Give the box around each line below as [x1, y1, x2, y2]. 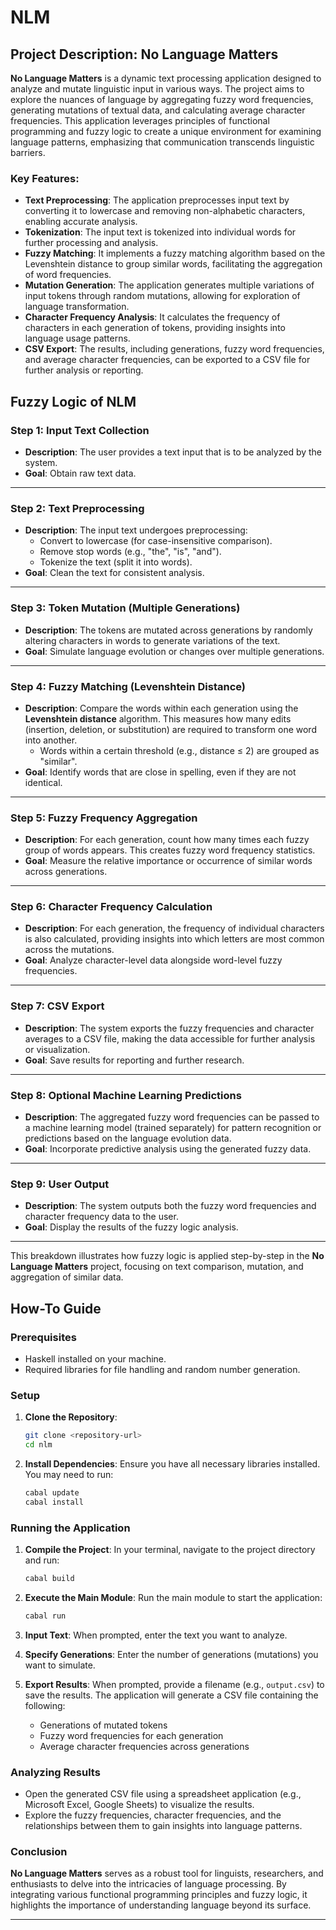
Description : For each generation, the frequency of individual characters [24, 922, 325, 935]
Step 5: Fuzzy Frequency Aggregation [10, 811, 198, 825]
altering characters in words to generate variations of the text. [24, 634, 281, 646]
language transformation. [24, 301, 130, 313]
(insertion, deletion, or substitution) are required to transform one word [24, 723, 317, 735]
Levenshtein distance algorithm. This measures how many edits [24, 712, 292, 725]
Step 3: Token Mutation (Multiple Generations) [10, 601, 241, 615]
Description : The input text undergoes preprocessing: [24, 524, 248, 536]
